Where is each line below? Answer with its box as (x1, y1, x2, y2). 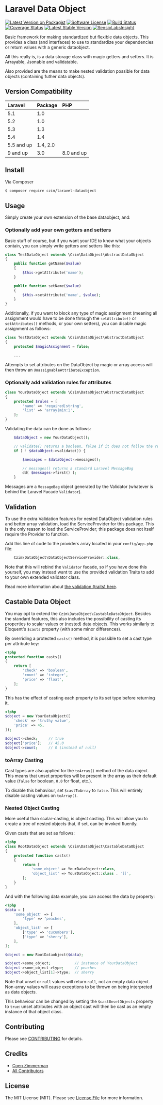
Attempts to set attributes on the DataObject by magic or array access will (5, 361, 153, 367)
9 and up (7, 149, 28, 156)
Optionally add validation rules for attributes (5, 379, 112, 386)
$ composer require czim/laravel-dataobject (5, 188, 97, 193)
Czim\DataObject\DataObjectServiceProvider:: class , (14, 555, 120, 560)
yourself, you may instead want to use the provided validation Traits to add (5, 569, 154, 575)
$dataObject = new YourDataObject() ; (14, 435, 90, 440)
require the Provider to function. (5, 531, 69, 537)
